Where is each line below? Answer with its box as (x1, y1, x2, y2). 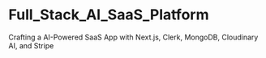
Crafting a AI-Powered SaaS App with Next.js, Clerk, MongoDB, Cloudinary (8, 32, 259, 42)
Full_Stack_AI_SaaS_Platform (8, 6, 209, 24)
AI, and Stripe (8, 40, 54, 50)
